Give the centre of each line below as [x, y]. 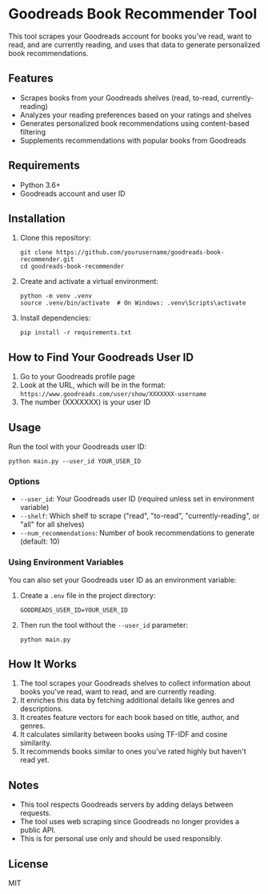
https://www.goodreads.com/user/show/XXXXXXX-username [113, 394]
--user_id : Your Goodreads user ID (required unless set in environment [137, 499]
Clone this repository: [55, 238]
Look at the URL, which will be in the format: [93, 385]
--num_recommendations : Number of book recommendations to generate [137, 533]
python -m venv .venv [56, 296]
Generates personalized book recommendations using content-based [134, 123]
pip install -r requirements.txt [76, 333]
